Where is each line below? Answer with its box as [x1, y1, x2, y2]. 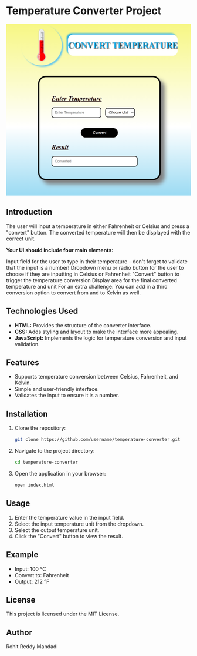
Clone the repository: [14, 424, 66, 431]
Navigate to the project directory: [14, 447, 95, 454]
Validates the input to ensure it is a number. [14, 392, 120, 399]
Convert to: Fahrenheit [14, 571, 69, 578]
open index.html [14, 482, 55, 488]
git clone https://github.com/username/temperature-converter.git [14, 437, 181, 443]
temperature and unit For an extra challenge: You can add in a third [6, 283, 168, 290]
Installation [6, 409, 48, 419]
